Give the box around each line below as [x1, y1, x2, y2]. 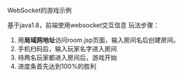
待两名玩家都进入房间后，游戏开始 [17, 53, 117, 62]
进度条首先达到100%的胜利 [17, 62, 97, 70]
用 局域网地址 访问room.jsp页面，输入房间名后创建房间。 [17, 36, 180, 44]
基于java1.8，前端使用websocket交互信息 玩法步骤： [7, 21, 160, 29]
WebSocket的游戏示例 [7, 6, 72, 14]
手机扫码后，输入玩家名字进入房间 [17, 45, 117, 52]
